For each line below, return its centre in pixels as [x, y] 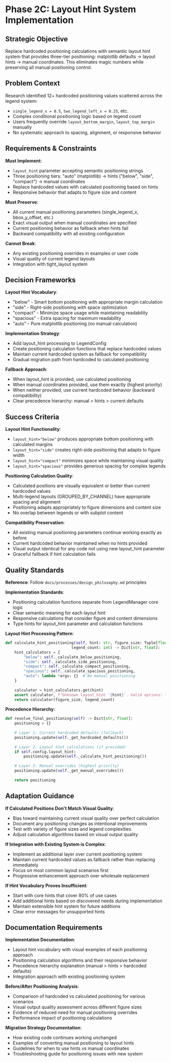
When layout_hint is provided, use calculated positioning [72, 379]
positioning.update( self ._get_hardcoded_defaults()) [72, 737]
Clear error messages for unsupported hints [59, 911]
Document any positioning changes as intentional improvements [80, 823]
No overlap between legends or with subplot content [68, 513]
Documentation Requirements [54, 927]
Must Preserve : [22, 202]
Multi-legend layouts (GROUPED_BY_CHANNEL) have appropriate [81, 496]
